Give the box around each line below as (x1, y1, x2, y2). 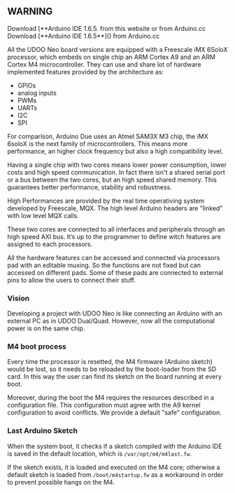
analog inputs (17, 88, 57, 97)
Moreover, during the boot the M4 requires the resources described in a (7, 393, 215, 402)
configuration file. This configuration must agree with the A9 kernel (7, 401, 201, 410)
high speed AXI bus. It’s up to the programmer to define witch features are (7, 232, 222, 241)
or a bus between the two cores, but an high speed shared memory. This (7, 175, 217, 184)
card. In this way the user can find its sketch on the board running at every (7, 372, 222, 381)
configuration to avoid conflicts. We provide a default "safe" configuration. (7, 408, 222, 417)
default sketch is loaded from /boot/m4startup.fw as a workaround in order (7, 470, 224, 479)
